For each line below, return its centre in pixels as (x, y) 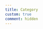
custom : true (18, 14)
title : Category (21, 10)
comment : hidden (21, 19)
